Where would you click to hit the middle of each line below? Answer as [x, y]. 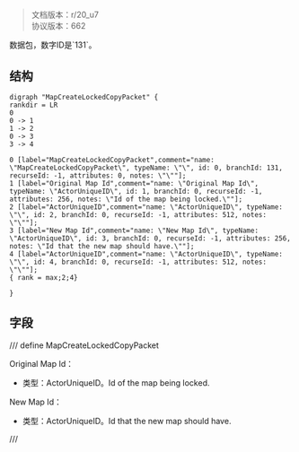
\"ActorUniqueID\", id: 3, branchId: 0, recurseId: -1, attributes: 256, [150, 239]
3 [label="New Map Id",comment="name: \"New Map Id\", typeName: [134, 230]
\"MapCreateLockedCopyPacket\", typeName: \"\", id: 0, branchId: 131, [146, 168]
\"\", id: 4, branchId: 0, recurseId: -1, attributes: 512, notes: [138, 262]
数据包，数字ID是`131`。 [53, 45]
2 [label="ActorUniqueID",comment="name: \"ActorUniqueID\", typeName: [146, 207]
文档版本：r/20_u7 [65, 15]
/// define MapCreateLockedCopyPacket [84, 345]
